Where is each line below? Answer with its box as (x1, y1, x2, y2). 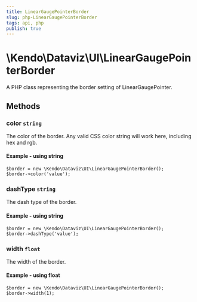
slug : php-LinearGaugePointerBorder (6, 14, 97, 20)
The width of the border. (6, 258, 66, 265)
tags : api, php (6, 20, 44, 26)
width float (6, 245, 41, 253)
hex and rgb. (6, 139, 38, 146)
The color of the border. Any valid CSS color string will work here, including (6, 132, 192, 139)
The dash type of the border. (6, 199, 77, 206)
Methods (6, 101, 41, 111)
